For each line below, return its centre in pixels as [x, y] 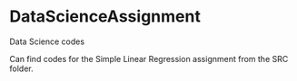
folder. [21, 68]
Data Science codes [47, 41]
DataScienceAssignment [105, 17]
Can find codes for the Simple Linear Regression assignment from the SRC [149, 58]
